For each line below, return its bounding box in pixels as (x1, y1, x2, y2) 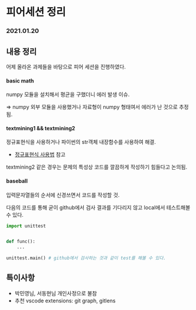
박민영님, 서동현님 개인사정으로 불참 (14, 289, 97, 296)
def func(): (6, 239, 35, 245)
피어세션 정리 (6, 5, 66, 19)
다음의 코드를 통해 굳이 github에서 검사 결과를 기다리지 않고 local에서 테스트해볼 (6, 204, 191, 211)
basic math (6, 77, 34, 84)
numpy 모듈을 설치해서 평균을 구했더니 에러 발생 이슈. (6, 91, 130, 98)
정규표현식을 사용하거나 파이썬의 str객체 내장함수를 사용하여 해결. (6, 138, 156, 146)
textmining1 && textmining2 (6, 124, 76, 131)
